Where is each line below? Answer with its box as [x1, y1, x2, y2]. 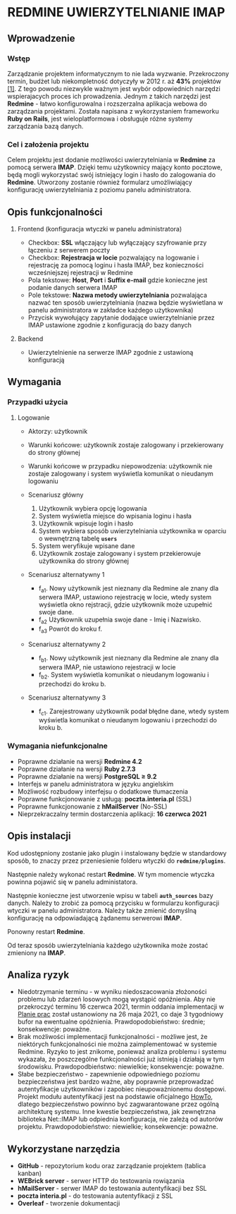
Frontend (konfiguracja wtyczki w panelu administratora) [17, 224, 182, 233]
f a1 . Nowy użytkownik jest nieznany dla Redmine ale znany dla [38, 583, 219, 594]
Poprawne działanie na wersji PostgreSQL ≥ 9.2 [17, 772, 157, 780]
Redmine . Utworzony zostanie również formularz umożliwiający [7, 178, 192, 187]
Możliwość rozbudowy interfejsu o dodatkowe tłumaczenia [17, 787, 189, 796]
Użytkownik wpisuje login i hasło [38, 519, 134, 528]
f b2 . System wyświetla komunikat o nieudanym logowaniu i [38, 670, 209, 681]
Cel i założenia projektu [7, 139, 89, 149]
